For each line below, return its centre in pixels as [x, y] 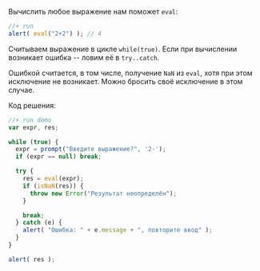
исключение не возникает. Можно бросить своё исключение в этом [126, 81]
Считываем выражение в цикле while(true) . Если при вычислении [123, 49]
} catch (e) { [39, 223]
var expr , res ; [34, 127]
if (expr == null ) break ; [59, 157]
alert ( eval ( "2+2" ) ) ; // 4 [55, 34]
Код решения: [32, 105]
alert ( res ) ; [32, 259]
